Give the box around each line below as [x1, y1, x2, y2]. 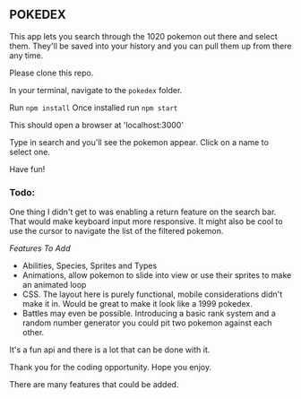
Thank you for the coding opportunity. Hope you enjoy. [9, 362, 212, 373]
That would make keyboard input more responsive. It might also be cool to [9, 216, 284, 227]
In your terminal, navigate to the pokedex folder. [9, 84, 183, 95]
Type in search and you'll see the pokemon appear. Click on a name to [9, 136, 269, 147]
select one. [9, 146, 51, 157]
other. [21, 327, 45, 338]
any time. [9, 49, 44, 61]
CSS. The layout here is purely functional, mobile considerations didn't [21, 289, 283, 299]
